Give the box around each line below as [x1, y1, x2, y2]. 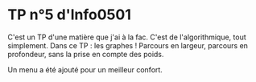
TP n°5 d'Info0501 [7, 6, 132, 24]
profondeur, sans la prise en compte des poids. [7, 49, 164, 59]
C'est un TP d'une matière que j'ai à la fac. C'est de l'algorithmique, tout [7, 32, 246, 42]
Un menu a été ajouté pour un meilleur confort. [7, 64, 163, 74]
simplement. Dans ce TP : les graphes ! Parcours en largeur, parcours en [7, 40, 249, 50]
